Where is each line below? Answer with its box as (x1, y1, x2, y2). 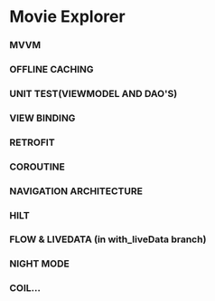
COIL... (9, 282, 41, 295)
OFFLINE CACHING (9, 63, 94, 76)
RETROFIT (9, 136, 56, 149)
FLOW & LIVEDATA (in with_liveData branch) (9, 233, 207, 246)
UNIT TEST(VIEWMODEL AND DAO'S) (9, 87, 178, 100)
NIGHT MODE (9, 257, 70, 270)
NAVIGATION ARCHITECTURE (9, 184, 143, 197)
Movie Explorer (9, 6, 126, 27)
